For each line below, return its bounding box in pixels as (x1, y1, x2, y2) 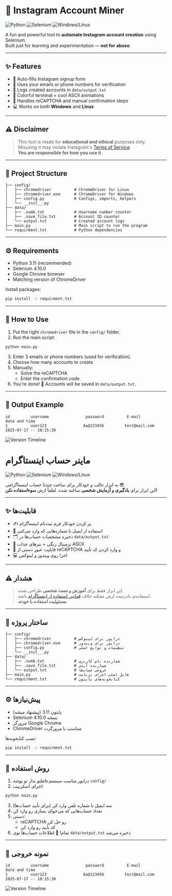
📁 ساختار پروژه (5, 618, 48, 627)
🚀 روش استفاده (5, 764, 50, 773)
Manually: (12, 364, 34, 371)
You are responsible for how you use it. (17, 149, 103, 155)
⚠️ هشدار (5, 574, 32, 582)
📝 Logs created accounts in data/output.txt (12, 87, 106, 93)
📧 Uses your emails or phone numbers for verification (12, 81, 126, 87)
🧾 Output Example (5, 400, 64, 410)
